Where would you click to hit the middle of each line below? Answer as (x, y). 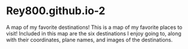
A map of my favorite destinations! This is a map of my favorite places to (94, 27)
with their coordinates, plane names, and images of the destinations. (90, 40)
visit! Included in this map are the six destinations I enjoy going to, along (94, 33)
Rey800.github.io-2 (56, 11)
